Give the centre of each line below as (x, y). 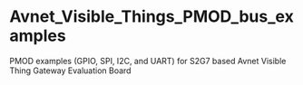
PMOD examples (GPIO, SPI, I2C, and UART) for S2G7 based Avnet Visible (148, 61)
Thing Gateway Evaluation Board (70, 71)
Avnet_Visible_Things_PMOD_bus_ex (152, 17)
